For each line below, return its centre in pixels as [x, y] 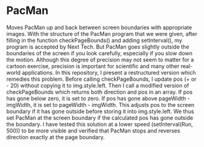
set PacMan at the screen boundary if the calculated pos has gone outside [100, 118]
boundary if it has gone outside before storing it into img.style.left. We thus [100, 111]
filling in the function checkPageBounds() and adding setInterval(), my [94, 40]
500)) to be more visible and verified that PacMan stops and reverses [93, 131]
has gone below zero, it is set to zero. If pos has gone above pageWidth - [98, 98]
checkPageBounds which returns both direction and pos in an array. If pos [100, 92]
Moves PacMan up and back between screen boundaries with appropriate [99, 27]
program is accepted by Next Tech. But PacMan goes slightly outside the [98, 47]
